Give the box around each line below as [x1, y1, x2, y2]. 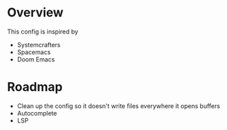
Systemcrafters [16, 40, 61, 49]
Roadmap [7, 79, 63, 95]
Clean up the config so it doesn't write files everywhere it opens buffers [16, 101, 221, 110]
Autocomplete [16, 109, 57, 117]
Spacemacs [16, 48, 51, 56]
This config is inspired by [7, 27, 79, 36]
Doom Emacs [16, 55, 55, 63]
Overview [7, 5, 64, 21]
